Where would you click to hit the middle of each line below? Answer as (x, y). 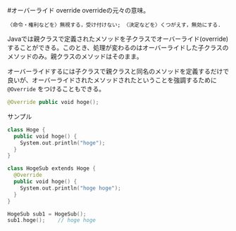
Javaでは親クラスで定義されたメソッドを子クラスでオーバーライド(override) (118, 39)
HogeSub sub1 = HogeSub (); (47, 214)
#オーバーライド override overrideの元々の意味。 (79, 10)
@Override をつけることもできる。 (56, 89)
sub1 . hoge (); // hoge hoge (52, 220)
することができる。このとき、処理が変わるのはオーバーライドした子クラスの (118, 47)
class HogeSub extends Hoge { (52, 169)
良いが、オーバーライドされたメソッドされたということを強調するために (112, 80)
